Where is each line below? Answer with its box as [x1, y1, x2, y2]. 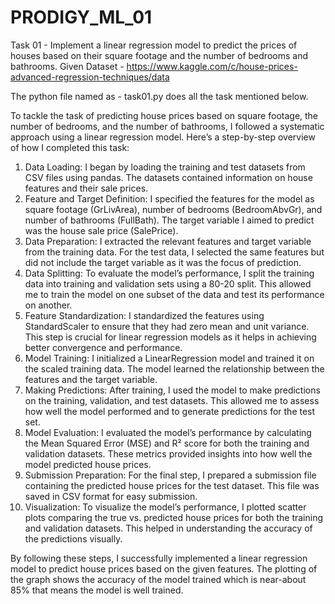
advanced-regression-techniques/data [10, 71, 170, 83]
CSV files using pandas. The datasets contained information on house [24, 171, 313, 183]
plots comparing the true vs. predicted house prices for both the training [24, 511, 324, 523]
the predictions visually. [24, 532, 123, 545]
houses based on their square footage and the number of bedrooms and [10, 49, 308, 61]
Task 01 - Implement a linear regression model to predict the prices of [10, 39, 298, 51]
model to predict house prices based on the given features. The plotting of [10, 562, 318, 575]
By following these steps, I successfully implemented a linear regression [10, 552, 308, 564]
